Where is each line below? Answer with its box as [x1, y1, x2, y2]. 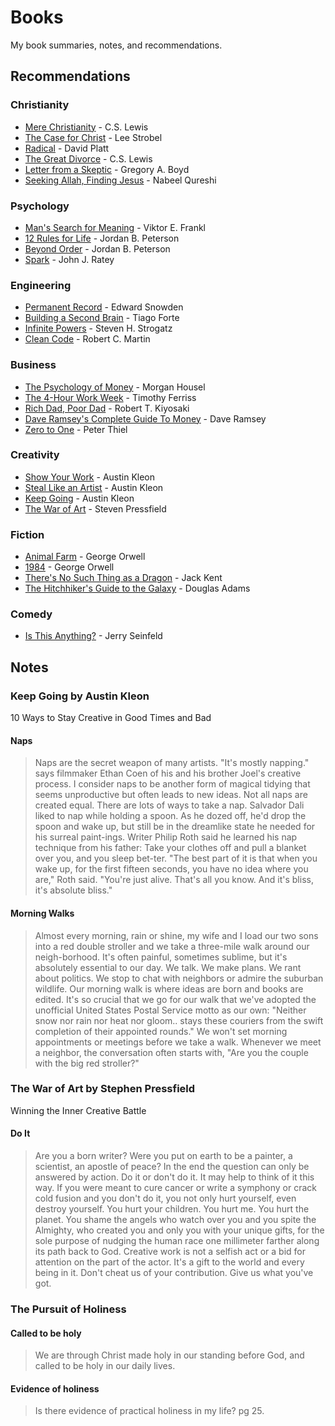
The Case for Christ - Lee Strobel [24, 131, 163, 143]
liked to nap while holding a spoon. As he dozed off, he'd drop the [34, 810, 307, 822]
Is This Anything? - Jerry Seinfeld [24, 630, 163, 642]
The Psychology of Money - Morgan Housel [24, 381, 206, 393]
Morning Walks [10, 907, 75, 919]
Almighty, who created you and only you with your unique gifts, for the [34, 1224, 325, 1236]
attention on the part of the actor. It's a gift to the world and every [34, 1256, 305, 1268]
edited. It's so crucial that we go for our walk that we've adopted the [34, 993, 317, 1005]
